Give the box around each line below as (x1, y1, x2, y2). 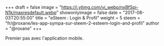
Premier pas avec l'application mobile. (5, 35, 84, 41)
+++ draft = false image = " (5, 4, 61, 10)
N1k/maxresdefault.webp (5, 9, 56, 15)
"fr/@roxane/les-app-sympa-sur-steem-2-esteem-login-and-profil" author (5, 20, 159, 26)
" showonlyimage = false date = (56, 9, 122, 15)
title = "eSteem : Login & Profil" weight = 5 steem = (35, 15, 140, 20)
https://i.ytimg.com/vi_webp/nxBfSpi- (61, 4, 138, 10)
